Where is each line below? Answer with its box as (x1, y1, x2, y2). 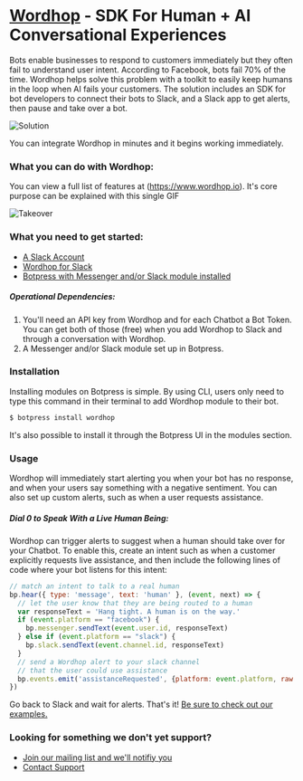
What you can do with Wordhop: (9, 160, 154, 173)
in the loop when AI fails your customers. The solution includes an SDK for (9, 83, 287, 94)
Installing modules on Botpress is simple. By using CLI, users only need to (9, 386, 285, 396)
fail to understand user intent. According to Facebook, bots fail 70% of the (9, 64, 287, 75)
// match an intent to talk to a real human (9, 581, 180, 591)
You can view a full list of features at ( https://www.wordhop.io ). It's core (9, 181, 278, 192)
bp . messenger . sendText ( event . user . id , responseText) (25, 624, 229, 633)
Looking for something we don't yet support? (9, 731, 213, 744)
